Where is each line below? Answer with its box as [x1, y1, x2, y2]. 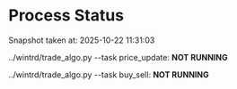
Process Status [8, 5, 125, 26]
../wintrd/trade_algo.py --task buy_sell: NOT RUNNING [8, 69, 209, 80]
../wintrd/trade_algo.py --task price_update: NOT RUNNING [8, 52, 228, 62]
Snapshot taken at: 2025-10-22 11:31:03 [8, 35, 155, 45]
